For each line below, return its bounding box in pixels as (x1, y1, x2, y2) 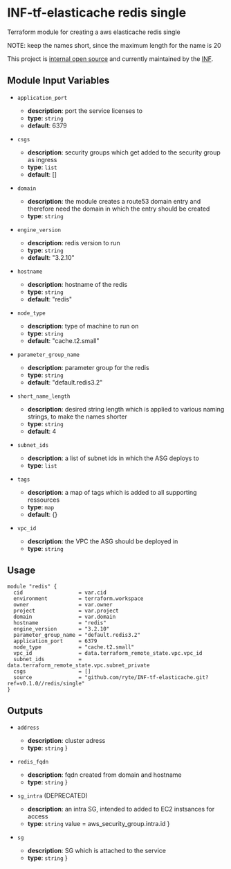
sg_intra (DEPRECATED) (17, 791, 89, 800)
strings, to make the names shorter (27, 412, 128, 421)
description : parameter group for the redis (27, 363, 150, 371)
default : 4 (27, 427, 57, 435)
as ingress (27, 155, 57, 164)
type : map (27, 502, 55, 511)
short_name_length (17, 393, 71, 400)
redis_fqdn (17, 759, 49, 766)
